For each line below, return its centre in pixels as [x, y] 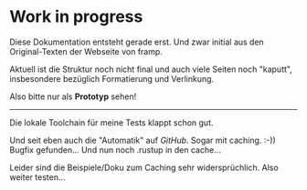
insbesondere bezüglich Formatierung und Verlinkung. [112, 78]
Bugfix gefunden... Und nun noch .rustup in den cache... [115, 150]
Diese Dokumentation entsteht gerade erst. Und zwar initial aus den [137, 42]
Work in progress [76, 17]
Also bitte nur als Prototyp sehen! [73, 96]
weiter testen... [37, 177]
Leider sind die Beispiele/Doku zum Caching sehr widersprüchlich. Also [144, 167]
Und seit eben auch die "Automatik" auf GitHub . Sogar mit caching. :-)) [143, 140]
